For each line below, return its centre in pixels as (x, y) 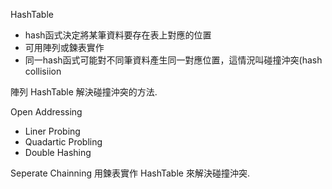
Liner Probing (52, 131)
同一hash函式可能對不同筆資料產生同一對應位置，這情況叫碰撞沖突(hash (173, 60)
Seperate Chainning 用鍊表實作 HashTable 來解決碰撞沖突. (130, 173)
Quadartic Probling (63, 142)
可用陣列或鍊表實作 (64, 47)
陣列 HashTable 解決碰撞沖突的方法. (84, 92)
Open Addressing (46, 112)
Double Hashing (58, 152)
